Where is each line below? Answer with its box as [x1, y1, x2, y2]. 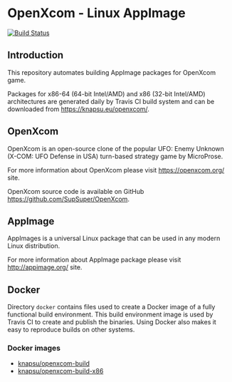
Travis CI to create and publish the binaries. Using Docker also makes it [7, 318, 217, 326]
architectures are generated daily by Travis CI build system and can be [7, 97, 215, 105]
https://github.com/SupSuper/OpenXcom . [7, 195, 130, 203]
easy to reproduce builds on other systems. [7, 326, 135, 334]
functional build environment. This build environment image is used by [7, 310, 213, 319]
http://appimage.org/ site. [7, 263, 83, 272]
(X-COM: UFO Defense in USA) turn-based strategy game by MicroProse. [7, 152, 223, 160]
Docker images [7, 344, 60, 353]
